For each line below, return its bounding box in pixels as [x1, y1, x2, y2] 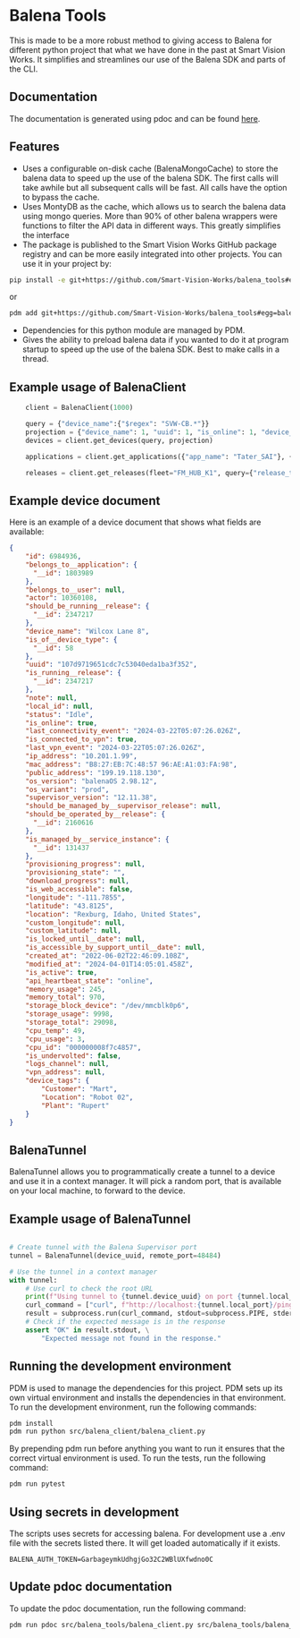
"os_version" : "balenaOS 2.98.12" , [25, 776, 158, 786]
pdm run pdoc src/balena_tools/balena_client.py [9, 1620, 194, 1629]
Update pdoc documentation [9, 1579, 172, 1594]
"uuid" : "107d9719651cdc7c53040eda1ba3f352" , [25, 660, 198, 670]
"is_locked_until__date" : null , [25, 934, 146, 944]
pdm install [9, 1419, 54, 1428]
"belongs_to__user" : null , [25, 585, 126, 594]
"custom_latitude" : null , [25, 926, 122, 935]
